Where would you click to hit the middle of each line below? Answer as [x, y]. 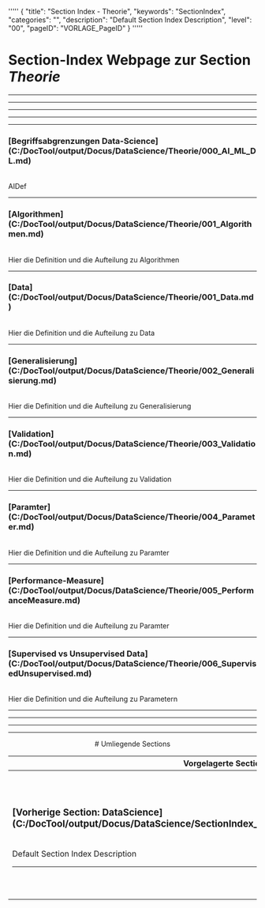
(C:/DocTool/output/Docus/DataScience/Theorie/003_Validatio [132, 444]
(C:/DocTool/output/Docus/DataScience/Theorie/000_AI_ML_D [132, 151]
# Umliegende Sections [132, 744]
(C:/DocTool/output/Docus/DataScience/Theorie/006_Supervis [132, 663]
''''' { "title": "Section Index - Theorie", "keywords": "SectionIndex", [117, 11]
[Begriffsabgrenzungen [54, 141]
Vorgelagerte [208, 763]
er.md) [21, 527]
